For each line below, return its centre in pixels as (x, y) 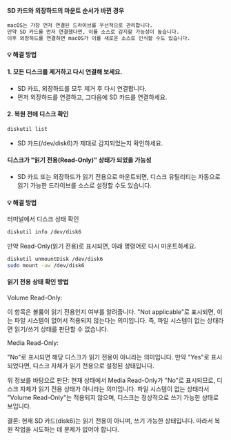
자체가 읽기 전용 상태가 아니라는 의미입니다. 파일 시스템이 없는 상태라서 (114, 388)
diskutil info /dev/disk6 (44, 232)
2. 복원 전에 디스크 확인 (38, 114)
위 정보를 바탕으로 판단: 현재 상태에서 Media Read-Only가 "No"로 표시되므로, (111, 380)
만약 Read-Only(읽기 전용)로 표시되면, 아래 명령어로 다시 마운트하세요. (102, 246)
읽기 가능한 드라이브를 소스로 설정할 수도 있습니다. (84, 185)
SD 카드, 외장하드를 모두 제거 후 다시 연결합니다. (82, 88)
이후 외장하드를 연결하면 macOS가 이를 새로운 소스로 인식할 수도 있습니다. (99, 38)
